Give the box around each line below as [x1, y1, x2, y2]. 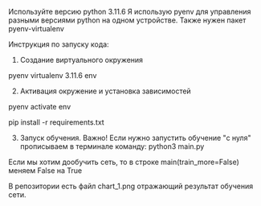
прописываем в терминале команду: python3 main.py [19, 142, 205, 151]
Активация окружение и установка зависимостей [19, 86, 191, 96]
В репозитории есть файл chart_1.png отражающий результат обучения [8, 181, 254, 191]
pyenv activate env [8, 102, 71, 111]
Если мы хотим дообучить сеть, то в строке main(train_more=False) [8, 157, 239, 167]
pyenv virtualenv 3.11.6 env [8, 71, 97, 80]
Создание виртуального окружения [19, 56, 143, 64]
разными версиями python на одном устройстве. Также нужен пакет [8, 15, 247, 25]
